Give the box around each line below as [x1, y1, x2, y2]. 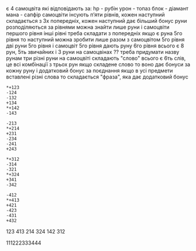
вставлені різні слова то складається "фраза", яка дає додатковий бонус [6, 73, 188, 80]
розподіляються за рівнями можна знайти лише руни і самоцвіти [6, 23, 170, 30]
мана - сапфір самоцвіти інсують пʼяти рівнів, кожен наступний [6, 11, 165, 18]
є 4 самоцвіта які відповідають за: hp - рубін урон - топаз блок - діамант [6, 5, 189, 12]
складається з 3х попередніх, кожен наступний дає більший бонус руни [6, 18, 187, 24]
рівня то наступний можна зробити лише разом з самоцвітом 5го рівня [6, 36, 185, 43]
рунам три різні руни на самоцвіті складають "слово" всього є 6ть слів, [6, 55, 186, 61]
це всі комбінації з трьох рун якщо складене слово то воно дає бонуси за [6, 61, 191, 68]
